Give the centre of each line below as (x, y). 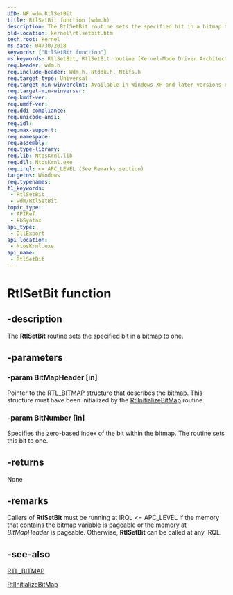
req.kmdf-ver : (28, 98)
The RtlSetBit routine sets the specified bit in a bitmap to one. (95, 336)
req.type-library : (34, 149)
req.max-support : (32, 130)
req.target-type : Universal (48, 78)
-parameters (35, 358)
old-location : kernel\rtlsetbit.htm (60, 33)
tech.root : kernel (34, 40)
